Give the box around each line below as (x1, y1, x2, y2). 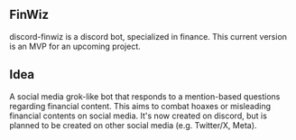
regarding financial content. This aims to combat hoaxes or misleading (9, 100, 271, 111)
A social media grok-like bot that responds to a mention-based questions (9, 90, 281, 102)
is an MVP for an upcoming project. (9, 41, 142, 51)
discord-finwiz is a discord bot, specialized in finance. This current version (9, 31, 287, 42)
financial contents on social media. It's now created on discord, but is (9, 110, 268, 121)
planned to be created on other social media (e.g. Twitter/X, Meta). (9, 119, 257, 130)
